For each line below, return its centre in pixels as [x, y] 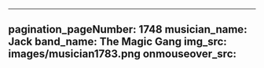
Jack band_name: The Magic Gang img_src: [118, 42]
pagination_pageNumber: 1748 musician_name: [128, 29]
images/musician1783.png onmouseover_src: [123, 54]
